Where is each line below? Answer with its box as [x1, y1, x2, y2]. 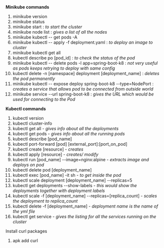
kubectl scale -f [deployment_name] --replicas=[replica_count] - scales [12, 193, 157, 199]
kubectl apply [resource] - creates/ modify [12, 152, 99, 157]
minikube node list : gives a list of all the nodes [12, 29, 107, 35]
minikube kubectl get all [12, 50, 61, 56]
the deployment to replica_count [12, 198, 78, 204]
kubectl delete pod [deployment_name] [12, 167, 92, 172]
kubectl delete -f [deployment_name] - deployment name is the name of [12, 203, 158, 209]
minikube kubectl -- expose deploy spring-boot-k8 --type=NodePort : [12, 81, 154, 87]
